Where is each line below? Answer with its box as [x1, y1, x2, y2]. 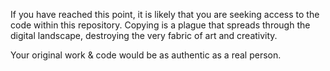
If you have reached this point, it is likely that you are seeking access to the [10, 9, 320, 20]
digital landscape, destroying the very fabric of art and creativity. [10, 30, 278, 41]
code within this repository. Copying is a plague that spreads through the [10, 19, 311, 31]
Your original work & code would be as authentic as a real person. [10, 49, 282, 61]
